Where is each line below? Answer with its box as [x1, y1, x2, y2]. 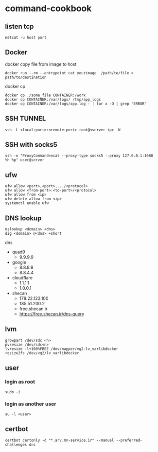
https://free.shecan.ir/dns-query [19, 311, 85, 317]
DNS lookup [5, 214, 42, 222]
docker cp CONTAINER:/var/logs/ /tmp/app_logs [5, 97, 101, 102]
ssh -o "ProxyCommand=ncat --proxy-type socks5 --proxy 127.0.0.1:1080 [5, 154, 153, 158]
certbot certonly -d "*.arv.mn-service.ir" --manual [5, 438, 114, 443]
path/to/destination [5, 75, 47, 80]
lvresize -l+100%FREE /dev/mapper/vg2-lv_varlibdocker [5, 346, 119, 351]
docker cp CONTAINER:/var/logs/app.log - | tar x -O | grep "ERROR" [5, 101, 147, 106]
